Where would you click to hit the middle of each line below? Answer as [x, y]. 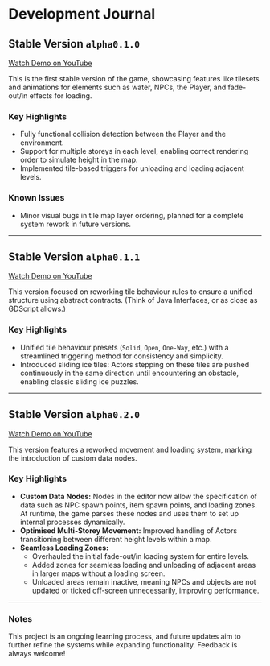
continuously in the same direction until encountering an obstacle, [129, 373]
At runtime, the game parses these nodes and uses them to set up [129, 513]
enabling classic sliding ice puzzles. [79, 381]
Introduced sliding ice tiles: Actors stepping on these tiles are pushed [135, 364]
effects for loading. [61, 96]
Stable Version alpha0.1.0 [74, 44]
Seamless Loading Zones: [64, 548]
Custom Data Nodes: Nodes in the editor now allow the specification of [139, 496]
